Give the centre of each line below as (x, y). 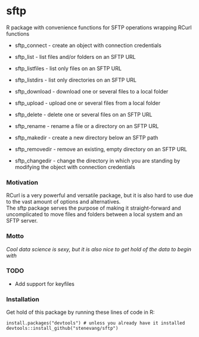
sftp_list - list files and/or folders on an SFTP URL (75, 57)
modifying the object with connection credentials (75, 167)
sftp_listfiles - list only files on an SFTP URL (68, 68)
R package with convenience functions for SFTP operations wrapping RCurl (99, 27)
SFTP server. (22, 221)
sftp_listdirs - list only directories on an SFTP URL (76, 80)
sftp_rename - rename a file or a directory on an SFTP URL (87, 126)
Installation (23, 299)
